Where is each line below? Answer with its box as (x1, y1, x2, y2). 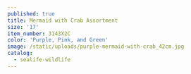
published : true (7, 10, 55, 18)
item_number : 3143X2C (7, 30, 71, 37)
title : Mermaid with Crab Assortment (7, 17, 118, 24)
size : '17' (7, 23, 39, 30)
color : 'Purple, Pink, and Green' (7, 37, 109, 44)
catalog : (7, 50, 33, 57)
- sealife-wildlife (13, 56, 71, 63)
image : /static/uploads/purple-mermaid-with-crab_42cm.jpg (7, 43, 185, 50)
